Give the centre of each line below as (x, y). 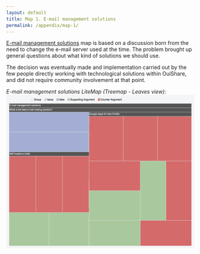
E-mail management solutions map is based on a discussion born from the (98, 43)
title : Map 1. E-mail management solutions (61, 19)
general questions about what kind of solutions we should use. (83, 56)
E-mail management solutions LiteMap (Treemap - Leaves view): (86, 92)
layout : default (26, 13)
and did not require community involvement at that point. (76, 80)
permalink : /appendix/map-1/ (42, 25)
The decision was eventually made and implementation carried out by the (96, 67)
